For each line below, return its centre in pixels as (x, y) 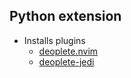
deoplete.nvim (68, 51)
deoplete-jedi (66, 61)
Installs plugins (54, 40)
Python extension (65, 16)
